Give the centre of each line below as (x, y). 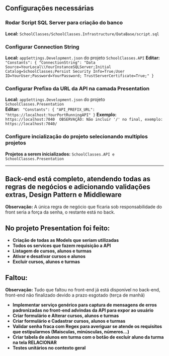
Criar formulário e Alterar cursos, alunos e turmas (66, 316)
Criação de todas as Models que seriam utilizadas (66, 240)
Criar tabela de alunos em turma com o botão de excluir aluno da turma (88, 337)
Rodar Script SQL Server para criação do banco (64, 23)
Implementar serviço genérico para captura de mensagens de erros (84, 305)
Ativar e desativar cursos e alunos (49, 257)
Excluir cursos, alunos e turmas (46, 262)
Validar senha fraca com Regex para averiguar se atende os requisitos (87, 326)
